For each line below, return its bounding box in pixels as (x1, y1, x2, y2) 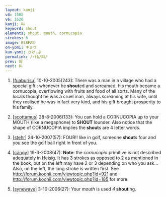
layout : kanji (5, 7, 35, 13)
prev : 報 (5, 59, 23, 64)
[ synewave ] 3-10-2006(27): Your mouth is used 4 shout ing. (12, 186, 137, 192)
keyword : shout (5, 26, 37, 31)
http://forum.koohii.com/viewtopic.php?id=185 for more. (12, 176, 129, 182)
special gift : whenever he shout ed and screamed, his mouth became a (12, 83, 160, 89)
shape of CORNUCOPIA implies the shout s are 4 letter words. (12, 124, 141, 131)
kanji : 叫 (5, 21, 25, 27)
